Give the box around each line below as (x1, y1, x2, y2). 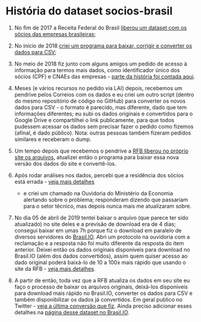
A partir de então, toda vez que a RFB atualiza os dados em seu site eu (14, 276, 190, 284)
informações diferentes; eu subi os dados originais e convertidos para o (14, 110, 193, 117)
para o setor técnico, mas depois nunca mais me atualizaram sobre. (23, 202, 192, 210)
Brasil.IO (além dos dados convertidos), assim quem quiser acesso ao (14, 252, 188, 260)
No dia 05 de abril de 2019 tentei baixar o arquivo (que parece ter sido (14, 214, 189, 221)
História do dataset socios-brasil (5, 4, 173, 18)
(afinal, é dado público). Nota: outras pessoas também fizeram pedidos (14, 129, 191, 136)
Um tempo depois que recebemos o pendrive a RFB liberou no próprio (14, 147, 189, 154)
